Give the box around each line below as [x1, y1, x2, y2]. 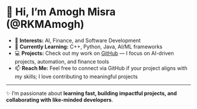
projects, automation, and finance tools [14, 58, 110, 65]
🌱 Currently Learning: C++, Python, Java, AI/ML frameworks [14, 43, 163, 50]
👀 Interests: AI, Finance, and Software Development [14, 37, 141, 44]
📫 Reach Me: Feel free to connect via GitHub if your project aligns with [14, 64, 188, 72]
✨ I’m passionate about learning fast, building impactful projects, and [6, 90, 177, 97]
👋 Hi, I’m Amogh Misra [6, 5, 116, 19]
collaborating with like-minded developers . [6, 96, 113, 103]
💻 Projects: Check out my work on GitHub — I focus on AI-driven [14, 50, 174, 57]
